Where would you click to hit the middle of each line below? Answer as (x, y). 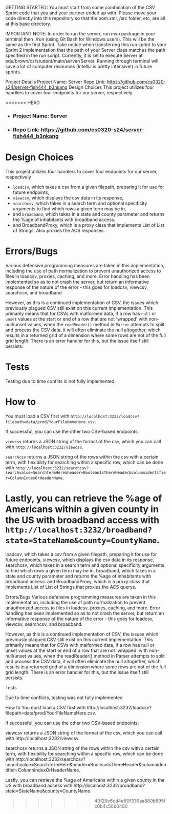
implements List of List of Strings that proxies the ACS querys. (71, 587)
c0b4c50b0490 (111, 806)
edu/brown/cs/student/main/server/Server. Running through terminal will (82, 61)
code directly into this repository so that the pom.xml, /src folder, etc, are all (85, 18)
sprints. (13, 72)
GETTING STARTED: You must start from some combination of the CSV (80, 7)
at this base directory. (28, 24)
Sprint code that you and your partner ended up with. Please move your (81, 13)
